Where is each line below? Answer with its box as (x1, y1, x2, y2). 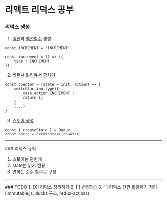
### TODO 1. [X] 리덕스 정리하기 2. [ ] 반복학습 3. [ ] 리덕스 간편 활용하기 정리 (5, 184, 157, 190)
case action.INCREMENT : (23, 91, 75, 96)
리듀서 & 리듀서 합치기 (12, 72, 56, 78)
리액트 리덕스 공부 (5, 4, 74, 16)
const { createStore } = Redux (5, 128, 70, 133)
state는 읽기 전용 (12, 162, 46, 169)
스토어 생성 (12, 118, 34, 124)
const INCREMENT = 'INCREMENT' (5, 46, 70, 51)
